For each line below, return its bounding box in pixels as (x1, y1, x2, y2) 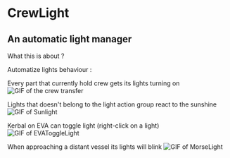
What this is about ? (7, 51, 65, 60)
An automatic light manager (7, 33, 132, 45)
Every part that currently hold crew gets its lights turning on (7, 79, 180, 87)
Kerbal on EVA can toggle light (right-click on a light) (7, 121, 160, 130)
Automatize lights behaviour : (7, 66, 92, 73)
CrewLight (7, 5, 70, 21)
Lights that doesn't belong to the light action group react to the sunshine (7, 100, 217, 109)
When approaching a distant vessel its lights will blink (7, 142, 162, 151)
